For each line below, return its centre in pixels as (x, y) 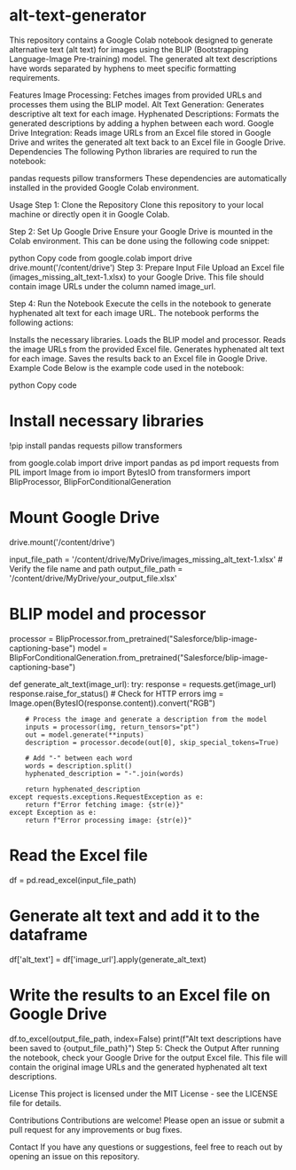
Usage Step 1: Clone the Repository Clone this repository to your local (136, 204)
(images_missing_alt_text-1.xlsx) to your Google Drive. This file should (136, 277)
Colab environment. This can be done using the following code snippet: (140, 241)
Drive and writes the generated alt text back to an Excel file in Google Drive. (148, 142)
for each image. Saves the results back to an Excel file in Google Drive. (138, 358)
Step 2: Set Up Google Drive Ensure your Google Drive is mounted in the (141, 231)
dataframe (49, 934)
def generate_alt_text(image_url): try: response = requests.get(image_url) (143, 684)
